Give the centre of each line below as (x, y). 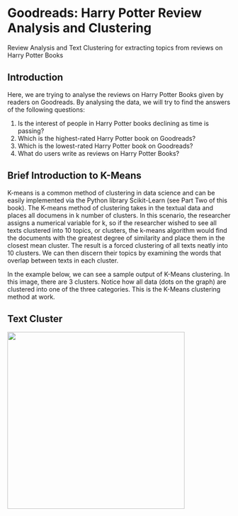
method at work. (31, 297)
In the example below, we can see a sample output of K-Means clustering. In (119, 274)
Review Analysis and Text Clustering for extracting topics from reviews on (115, 47)
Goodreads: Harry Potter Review (104, 13)
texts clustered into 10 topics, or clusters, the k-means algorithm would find (118, 230)
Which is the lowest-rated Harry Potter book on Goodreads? (105, 146)
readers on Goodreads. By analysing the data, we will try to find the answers (119, 102)
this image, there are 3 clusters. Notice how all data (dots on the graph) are (117, 282)
